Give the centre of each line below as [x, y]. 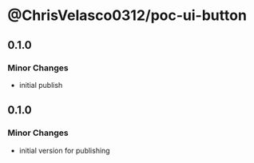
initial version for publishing [64, 150]
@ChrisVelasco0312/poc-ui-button [127, 16]
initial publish [41, 85]
